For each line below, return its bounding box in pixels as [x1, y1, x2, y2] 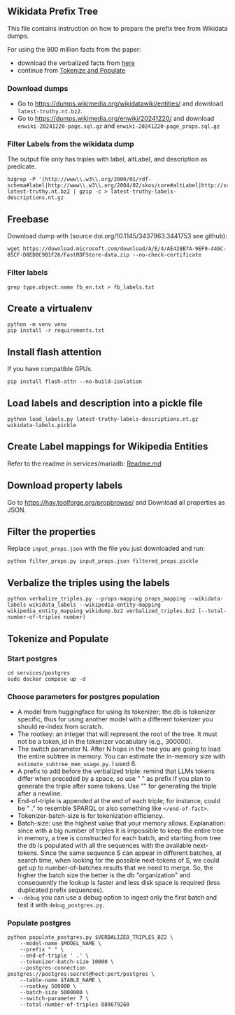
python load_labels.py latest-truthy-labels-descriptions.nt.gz [7, 415, 199, 422]
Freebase [7, 213, 49, 225]
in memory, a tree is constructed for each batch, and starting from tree [17, 834, 222, 842]
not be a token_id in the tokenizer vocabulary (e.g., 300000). [17, 737, 193, 746]
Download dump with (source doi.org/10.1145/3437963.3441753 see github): [7, 232, 227, 240]
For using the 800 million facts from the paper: [7, 45, 141, 53]
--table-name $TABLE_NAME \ [20, 977, 101, 984]
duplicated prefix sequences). [17, 886, 104, 894]
